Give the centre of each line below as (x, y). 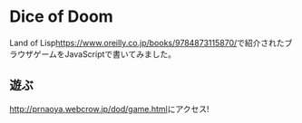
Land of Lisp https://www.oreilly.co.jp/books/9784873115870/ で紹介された (147, 43)
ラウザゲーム (33, 54)
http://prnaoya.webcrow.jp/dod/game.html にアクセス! (110, 109)
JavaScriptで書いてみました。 (121, 54)
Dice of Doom (61, 17)
